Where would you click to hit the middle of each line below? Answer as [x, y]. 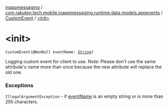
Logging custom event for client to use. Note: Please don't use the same [80, 61]
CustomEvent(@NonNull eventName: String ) [50, 52]
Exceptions [19, 85]
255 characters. [22, 102]
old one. [14, 72]
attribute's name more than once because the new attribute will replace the [83, 67]
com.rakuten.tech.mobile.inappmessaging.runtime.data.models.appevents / [84, 13]
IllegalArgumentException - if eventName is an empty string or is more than [84, 96]
